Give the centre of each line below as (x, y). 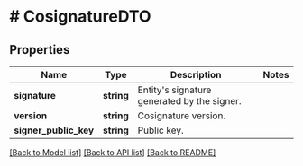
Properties (40, 50)
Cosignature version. (182, 116)
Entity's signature (174, 90)
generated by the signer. (189, 101)
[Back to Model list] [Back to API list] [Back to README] (113, 153)
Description (196, 75)
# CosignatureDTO (80, 17)
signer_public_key (54, 130)
